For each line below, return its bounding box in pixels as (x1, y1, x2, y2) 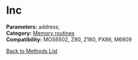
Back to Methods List (6, 47, 58, 54)
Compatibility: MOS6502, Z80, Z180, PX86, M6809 (6, 36, 132, 43)
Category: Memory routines (6, 29, 75, 36)
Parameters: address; (6, 23, 60, 30)
